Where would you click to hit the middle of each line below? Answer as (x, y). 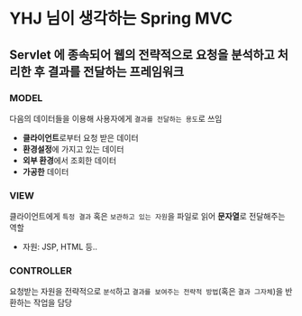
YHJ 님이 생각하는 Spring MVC (121, 19)
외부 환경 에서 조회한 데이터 (69, 160)
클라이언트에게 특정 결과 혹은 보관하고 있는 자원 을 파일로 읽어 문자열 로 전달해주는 (147, 217)
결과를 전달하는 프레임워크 (116, 72)
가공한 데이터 (46, 172)
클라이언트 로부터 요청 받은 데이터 (80, 137)
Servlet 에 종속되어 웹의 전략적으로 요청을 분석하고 (142, 55)
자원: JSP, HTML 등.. (59, 247)
